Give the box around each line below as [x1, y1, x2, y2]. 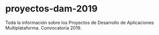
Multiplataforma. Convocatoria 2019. [5, 24, 82, 30]
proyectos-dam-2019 [5, 3, 98, 14]
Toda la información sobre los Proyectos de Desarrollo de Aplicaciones [5, 19, 154, 25]
